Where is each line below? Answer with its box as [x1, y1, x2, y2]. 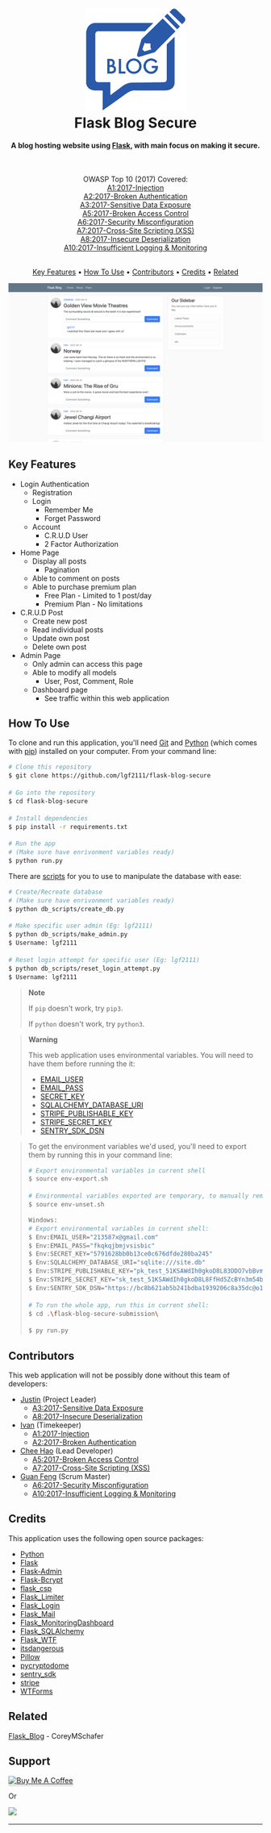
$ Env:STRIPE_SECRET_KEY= [27, 1276, 115, 1284]
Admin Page [19, 650, 61, 660]
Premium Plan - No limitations [44, 599, 144, 609]
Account [31, 522, 60, 531]
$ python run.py [8, 857, 63, 865]
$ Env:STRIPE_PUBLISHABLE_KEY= [27, 1267, 134, 1276]
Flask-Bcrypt [19, 1575, 63, 1585]
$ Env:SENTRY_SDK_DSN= [27, 1284, 105, 1292]
